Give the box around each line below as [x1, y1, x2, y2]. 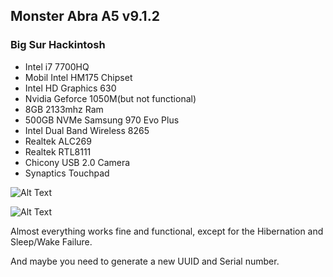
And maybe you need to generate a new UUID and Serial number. [10, 255, 280, 267]
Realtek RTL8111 [24, 145, 92, 158]
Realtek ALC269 [24, 135, 92, 147]
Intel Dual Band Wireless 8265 [24, 124, 150, 136]
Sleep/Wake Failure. [10, 235, 93, 248]
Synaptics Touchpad [24, 167, 110, 179]
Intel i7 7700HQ [24, 60, 90, 73]
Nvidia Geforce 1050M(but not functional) [24, 92, 197, 104]
